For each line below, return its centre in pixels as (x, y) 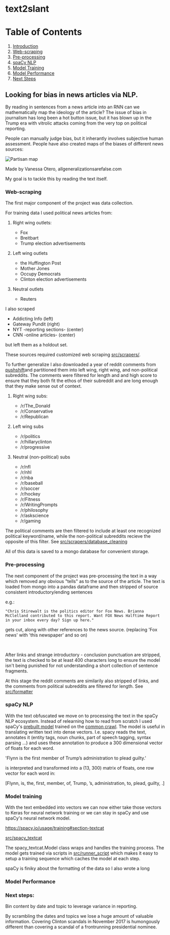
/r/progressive (35, 447)
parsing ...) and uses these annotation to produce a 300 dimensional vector (84, 743)
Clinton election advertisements (54, 279)
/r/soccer (30, 488)
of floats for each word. (30, 748)
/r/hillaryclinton (36, 442)
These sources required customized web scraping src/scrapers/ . (73, 355)
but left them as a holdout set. (37, 345)
